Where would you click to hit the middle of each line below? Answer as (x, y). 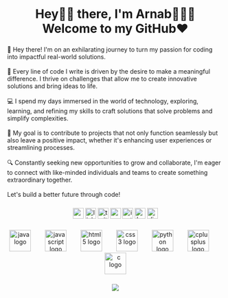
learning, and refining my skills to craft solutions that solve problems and (110, 111)
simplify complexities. (38, 118)
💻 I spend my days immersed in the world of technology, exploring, (103, 101)
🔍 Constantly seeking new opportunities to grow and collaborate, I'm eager (114, 163)
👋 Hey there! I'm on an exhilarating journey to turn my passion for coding (110, 50)
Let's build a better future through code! (64, 195)
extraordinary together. (40, 180)
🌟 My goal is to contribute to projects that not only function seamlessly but (113, 133)
